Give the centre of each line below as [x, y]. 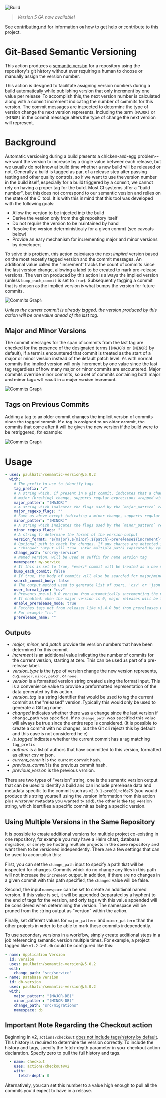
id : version [22, 959]
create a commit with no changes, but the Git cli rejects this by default [83, 728]
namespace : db [28, 1010]
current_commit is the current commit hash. [57, 760]
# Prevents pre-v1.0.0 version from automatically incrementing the [86, 594]
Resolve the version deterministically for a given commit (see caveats [83, 229]
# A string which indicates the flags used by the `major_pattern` [85, 507]
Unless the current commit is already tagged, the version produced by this [81, 310]
